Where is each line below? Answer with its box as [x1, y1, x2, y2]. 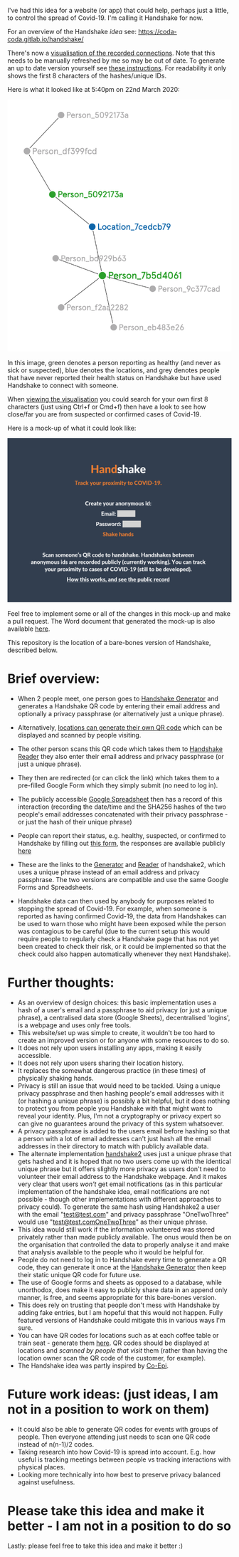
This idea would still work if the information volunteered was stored [17, 1225, 215, 1234]
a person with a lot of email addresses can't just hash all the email [17, 1134, 211, 1143]
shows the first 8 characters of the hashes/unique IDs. [7, 71, 167, 80]
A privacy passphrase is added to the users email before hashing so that [17, 1126, 230, 1135]
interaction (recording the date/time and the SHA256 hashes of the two [17, 802, 226, 811]
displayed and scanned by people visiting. [17, 730, 142, 739]
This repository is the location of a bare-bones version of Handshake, [7, 638, 211, 646]
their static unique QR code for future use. [17, 1270, 142, 1279]
